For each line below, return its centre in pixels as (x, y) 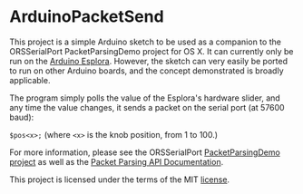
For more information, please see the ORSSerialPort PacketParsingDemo (145, 152)
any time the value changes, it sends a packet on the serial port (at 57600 (147, 107)
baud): (22, 117)
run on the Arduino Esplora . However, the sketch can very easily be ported (149, 61)
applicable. (30, 80)
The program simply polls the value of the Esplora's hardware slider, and (145, 98)
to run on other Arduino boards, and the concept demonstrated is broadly (147, 71)
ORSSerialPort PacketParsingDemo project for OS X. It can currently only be (151, 51)
